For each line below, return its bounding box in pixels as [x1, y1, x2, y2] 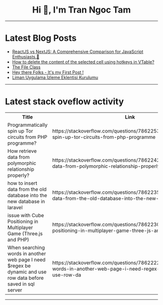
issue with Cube [7, 212, 45, 219]
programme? [7, 139, 37, 146]
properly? [7, 172, 30, 179]
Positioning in [7, 218, 38, 225]
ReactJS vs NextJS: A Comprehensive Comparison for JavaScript [12, 49, 144, 54]
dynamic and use [7, 268, 47, 275]
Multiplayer [7, 224, 33, 231]
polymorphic [7, 160, 36, 167]
